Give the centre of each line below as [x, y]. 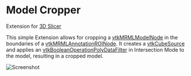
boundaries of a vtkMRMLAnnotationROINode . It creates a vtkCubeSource [95, 44]
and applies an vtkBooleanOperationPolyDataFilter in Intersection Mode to [95, 49]
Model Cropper [43, 10]
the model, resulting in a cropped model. [55, 56]
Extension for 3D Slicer [34, 26]
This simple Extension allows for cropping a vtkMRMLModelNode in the [92, 37]
